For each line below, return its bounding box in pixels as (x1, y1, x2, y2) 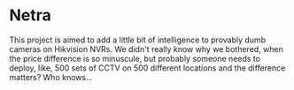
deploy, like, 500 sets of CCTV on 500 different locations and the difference (9, 63, 286, 73)
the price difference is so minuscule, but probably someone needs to (9, 53, 261, 64)
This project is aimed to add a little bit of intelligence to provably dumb (9, 34, 267, 45)
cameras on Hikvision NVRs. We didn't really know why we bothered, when (9, 43, 283, 54)
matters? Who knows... (9, 71, 93, 82)
